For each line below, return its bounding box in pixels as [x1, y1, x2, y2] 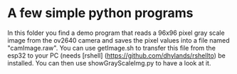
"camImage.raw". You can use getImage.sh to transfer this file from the [7, 43, 216, 52]
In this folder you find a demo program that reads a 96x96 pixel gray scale [7, 28, 226, 37]
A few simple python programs [7, 5, 194, 21]
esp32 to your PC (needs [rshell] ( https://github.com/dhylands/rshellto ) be [7, 51, 226, 60]
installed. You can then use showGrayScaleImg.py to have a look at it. [7, 58, 211, 67]
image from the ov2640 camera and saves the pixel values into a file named [7, 36, 230, 44]
